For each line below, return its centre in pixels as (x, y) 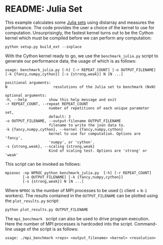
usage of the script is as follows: (46, 229)
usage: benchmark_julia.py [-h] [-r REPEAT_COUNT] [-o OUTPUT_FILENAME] (81, 70)
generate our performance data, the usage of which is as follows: (71, 61)
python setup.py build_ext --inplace (43, 47)
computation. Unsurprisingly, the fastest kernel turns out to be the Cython (79, 33)
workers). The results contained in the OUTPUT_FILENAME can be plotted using (81, 195)
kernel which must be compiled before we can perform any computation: (78, 38)
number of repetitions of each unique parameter (99, 108)
